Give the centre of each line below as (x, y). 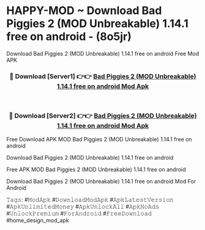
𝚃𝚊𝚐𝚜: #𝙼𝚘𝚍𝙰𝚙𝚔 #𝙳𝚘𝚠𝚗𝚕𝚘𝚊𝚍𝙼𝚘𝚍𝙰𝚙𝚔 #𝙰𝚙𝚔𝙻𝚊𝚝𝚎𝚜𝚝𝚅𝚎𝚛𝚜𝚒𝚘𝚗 (90, 199)
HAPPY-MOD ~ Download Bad (84, 11)
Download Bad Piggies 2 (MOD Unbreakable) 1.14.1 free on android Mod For (101, 181)
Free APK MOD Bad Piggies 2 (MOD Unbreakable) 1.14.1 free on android (96, 169)
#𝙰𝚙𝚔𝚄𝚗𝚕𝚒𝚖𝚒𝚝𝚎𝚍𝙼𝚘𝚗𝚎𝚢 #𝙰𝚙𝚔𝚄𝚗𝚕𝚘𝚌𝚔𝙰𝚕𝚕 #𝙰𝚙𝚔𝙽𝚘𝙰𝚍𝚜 (83, 206)
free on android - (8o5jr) (69, 37)
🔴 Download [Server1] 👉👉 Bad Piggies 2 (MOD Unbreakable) (103, 76)
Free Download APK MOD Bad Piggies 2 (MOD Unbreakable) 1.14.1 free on (99, 139)
